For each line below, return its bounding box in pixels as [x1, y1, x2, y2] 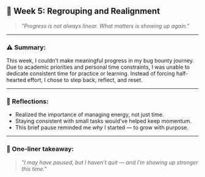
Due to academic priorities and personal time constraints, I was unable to [6, 63, 190, 71]
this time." [21, 165, 47, 172]
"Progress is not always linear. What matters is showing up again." [21, 22, 190, 29]
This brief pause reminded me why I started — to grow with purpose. [15, 124, 189, 131]
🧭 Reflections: [6, 97, 49, 106]
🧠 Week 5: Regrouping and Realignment [6, 6, 160, 16]
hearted [6, 77, 26, 84]
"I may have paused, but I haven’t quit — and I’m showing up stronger [21, 159, 198, 166]
